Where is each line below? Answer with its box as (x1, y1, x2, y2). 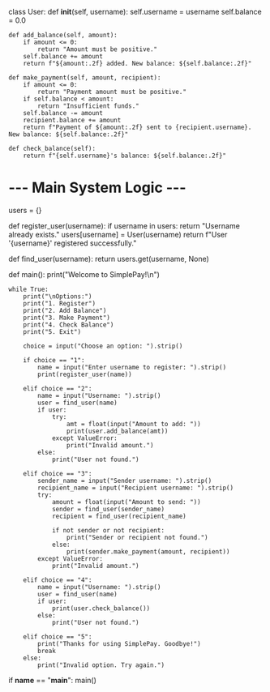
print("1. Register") (23, 299, 96, 307)
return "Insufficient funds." (37, 102, 139, 110)
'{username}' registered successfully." (8, 238, 137, 248)
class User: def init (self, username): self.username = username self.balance (8, 7, 262, 16)
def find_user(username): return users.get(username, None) (8, 254, 209, 263)
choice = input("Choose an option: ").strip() (23, 342, 183, 350)
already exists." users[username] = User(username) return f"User (8, 229, 228, 239)
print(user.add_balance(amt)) (66, 427, 169, 435)
